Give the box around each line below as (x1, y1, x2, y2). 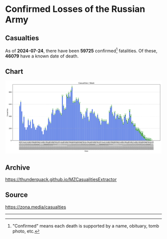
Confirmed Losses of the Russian (5, 3, 146, 15)
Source (5, 191, 28, 199)
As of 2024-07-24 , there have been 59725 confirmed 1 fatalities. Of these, (5, 47, 158, 54)
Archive (5, 163, 30, 172)
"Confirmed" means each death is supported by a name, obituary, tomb (12, 223, 160, 229)
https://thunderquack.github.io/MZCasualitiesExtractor (5, 177, 117, 182)
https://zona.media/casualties (5, 204, 66, 210)
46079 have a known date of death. (5, 53, 79, 59)
